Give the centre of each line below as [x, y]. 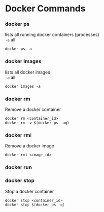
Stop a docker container [30, 191]
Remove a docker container [33, 109]
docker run [18, 167]
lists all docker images [28, 72]
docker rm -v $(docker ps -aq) [37, 123]
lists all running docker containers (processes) [52, 35]
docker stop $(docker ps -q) [35, 205]
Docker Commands [45, 9]
